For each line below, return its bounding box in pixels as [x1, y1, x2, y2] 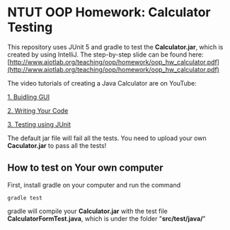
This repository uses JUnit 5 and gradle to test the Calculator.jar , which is [7, 42, 224, 51]
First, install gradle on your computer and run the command [7, 180, 181, 189]
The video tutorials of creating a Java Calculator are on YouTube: [7, 79, 197, 87]
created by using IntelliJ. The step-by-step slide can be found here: [7, 50, 204, 59]
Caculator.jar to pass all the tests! [7, 141, 107, 149]
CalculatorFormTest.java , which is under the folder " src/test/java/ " [7, 214, 207, 223]
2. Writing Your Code [7, 106, 69, 115]
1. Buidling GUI [7, 93, 50, 101]
